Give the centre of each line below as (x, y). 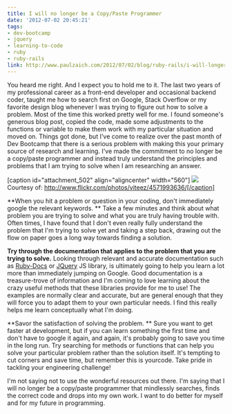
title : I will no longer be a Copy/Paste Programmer (85, 13)
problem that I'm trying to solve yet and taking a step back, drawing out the (114, 230)
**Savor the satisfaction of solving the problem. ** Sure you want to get (110, 323)
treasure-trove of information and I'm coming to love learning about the (108, 280)
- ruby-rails (26, 59)
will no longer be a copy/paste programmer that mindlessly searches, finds (114, 388)
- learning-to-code (35, 46)
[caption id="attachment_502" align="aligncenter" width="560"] (99, 180)
